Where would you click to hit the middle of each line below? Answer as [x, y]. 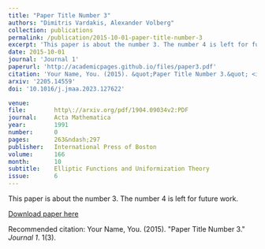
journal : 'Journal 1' [44, 60]
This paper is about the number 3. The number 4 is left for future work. [123, 199]
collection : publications [50, 30]
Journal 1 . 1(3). [32, 238]
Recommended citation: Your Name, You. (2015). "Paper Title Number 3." [127, 229]
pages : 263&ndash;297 [54, 139]
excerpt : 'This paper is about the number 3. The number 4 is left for [128, 45]
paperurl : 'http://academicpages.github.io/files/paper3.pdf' [112, 67]
